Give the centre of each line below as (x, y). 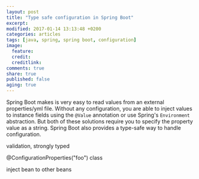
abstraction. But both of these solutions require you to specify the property (100, 121)
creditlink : (27, 62)
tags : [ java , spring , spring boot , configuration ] (71, 40)
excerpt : (17, 23)
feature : (23, 51)
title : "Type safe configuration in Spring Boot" (70, 18)
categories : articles (34, 34)
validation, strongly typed (38, 146)
